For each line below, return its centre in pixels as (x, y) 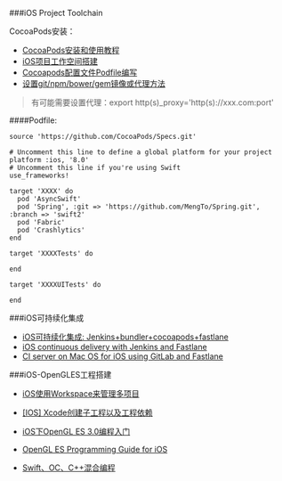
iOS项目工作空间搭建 (60, 61)
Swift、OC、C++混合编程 (68, 468)
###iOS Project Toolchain (56, 13)
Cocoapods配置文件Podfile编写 (80, 72)
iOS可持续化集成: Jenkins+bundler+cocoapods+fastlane (125, 337)
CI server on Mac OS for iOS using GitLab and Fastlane (123, 356)
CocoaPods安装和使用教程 (71, 50)
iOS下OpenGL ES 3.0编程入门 (76, 432)
